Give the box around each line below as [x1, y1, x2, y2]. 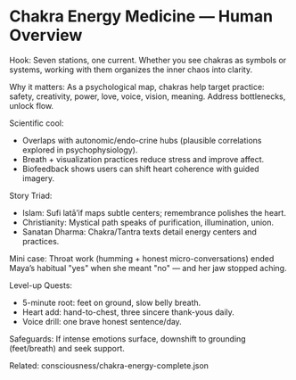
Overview [9, 25, 83, 45]
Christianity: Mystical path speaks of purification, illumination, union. [21, 217, 275, 227]
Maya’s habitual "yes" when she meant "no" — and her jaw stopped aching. [9, 262, 287, 273]
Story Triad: [9, 190, 53, 201]
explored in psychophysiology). [21, 145, 138, 155]
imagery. [21, 172, 55, 184]
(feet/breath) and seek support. [9, 343, 125, 353]
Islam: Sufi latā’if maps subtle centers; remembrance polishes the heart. [21, 207, 287, 218]
